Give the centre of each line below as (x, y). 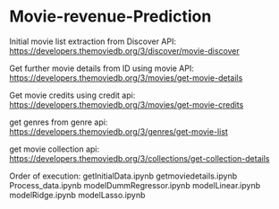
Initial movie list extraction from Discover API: (93, 41)
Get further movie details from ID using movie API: (102, 68)
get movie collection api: (55, 149)
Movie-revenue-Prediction (110, 17)
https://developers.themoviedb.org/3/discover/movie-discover (124, 50)
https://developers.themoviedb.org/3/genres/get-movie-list (118, 131)
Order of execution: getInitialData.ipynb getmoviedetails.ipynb (123, 176)
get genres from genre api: (59, 122)
